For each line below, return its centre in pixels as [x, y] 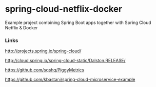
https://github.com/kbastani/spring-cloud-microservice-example [70, 80]
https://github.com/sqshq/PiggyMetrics [45, 70]
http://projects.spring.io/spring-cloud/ [43, 51]
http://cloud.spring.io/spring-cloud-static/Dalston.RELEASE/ [65, 61]
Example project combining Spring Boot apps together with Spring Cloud [78, 22]
